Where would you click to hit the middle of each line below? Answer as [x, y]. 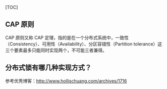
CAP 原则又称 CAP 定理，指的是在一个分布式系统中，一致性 [67, 37]
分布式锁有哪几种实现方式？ [48, 68]
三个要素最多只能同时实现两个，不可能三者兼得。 [56, 50]
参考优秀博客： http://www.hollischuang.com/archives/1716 [66, 81]
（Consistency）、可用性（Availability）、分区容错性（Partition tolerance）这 [84, 44]
